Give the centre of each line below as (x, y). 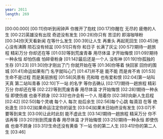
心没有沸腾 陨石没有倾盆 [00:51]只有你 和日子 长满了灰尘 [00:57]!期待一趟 (78, 47)
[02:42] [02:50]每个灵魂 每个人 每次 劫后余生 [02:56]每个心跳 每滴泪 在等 (79, 101)
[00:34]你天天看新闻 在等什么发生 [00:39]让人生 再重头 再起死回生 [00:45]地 (82, 41)
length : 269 (17, 14)
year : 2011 (16, 9)
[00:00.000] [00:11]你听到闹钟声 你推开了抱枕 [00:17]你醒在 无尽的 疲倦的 (78, 28)
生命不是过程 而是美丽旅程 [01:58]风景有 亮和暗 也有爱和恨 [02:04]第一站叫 (80, 77)
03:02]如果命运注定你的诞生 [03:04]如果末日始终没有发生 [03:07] (86, 107)
